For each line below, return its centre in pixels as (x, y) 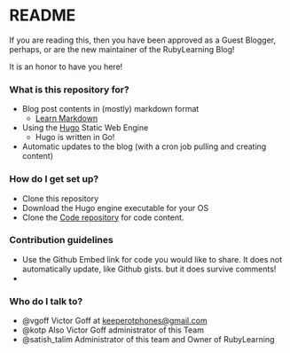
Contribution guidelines (61, 240)
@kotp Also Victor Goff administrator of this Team (113, 330)
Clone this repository (60, 198)
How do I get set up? (54, 179)
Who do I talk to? (46, 301)
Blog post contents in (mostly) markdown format (110, 109)
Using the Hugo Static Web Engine (85, 128)
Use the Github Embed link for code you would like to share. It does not (152, 259)
